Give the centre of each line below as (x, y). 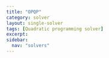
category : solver (28, 18)
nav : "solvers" (31, 46)
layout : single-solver (35, 23)
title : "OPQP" (24, 12)
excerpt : (17, 34)
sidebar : (17, 40)
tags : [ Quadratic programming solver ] (55, 29)
